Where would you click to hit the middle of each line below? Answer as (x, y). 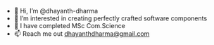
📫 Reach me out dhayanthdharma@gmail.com (82, 34)
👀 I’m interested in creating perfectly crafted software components (111, 18)
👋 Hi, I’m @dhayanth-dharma (56, 11)
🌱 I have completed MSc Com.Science (69, 26)
